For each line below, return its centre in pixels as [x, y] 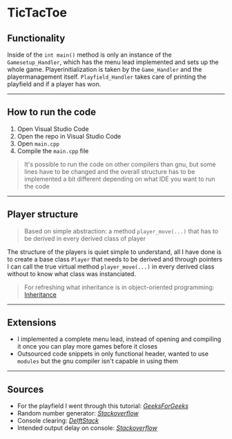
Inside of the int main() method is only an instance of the [89, 55]
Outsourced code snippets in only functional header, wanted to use [113, 354]
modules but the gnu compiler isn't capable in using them [97, 361]
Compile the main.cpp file [53, 150]
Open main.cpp [38, 144]
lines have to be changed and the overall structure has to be [109, 171]
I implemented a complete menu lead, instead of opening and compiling [119, 339]
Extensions [32, 323]
